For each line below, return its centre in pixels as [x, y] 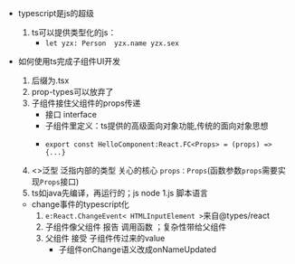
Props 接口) [59, 182]
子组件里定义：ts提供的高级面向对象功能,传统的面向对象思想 [157, 126]
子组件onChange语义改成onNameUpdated [138, 250]
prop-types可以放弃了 [72, 92]
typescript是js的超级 [56, 13]
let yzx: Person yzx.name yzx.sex [112, 43]
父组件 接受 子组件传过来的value [105, 238]
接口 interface [71, 114]
